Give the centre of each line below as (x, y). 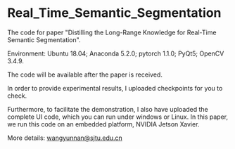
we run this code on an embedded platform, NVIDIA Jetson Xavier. (103, 124)
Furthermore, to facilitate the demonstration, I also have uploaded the (108, 109)
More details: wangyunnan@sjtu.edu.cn (65, 138)
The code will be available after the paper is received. (85, 74)
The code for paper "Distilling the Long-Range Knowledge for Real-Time (112, 32)
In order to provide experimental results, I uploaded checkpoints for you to (115, 88)
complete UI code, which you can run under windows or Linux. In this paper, (118, 117)
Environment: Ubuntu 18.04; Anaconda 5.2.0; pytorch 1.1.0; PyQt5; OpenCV (116, 53)
